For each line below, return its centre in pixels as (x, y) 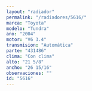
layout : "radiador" (30, 12)
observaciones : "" (29, 73)
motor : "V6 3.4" (26, 40)
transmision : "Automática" (40, 45)
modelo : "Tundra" (28, 28)
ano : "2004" (21, 34)
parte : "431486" (26, 51)
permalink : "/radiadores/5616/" (46, 17)
